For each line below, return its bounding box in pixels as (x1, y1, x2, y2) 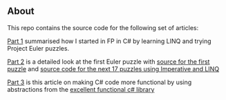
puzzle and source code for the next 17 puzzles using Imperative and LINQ (7, 64, 220, 73)
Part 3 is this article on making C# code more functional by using (7, 78, 192, 86)
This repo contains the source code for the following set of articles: (7, 23, 199, 32)
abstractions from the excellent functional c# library (7, 85, 155, 93)
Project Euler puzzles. (7, 44, 70, 52)
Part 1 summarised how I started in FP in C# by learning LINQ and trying (7, 37, 212, 45)
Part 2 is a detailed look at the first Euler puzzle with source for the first (7, 58, 210, 66)
